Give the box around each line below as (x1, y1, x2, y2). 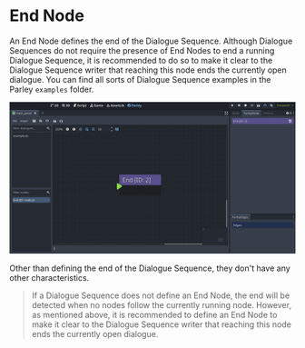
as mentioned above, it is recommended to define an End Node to (31, 310, 278, 321)
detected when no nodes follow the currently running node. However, (31, 300, 292, 311)
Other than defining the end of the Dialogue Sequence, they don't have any (9, 263, 290, 273)
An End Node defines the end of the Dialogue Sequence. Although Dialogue (9, 35, 293, 46)
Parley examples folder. (9, 84, 94, 94)
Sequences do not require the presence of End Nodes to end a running (9, 45, 275, 55)
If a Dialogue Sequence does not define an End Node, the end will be (31, 290, 290, 301)
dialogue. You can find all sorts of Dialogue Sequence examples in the (9, 74, 271, 85)
